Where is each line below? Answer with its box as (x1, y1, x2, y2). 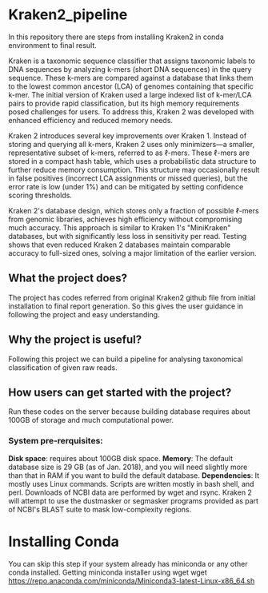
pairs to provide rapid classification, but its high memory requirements (8, 98, 240, 108)
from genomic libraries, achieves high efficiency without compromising (8, 214, 242, 224)
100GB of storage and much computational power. (8, 416, 174, 425)
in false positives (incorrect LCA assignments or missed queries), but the (8, 173, 248, 183)
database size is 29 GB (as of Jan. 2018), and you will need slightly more (8, 462, 248, 472)
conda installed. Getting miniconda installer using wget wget (8, 567, 207, 577)
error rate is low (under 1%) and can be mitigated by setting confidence (8, 181, 244, 191)
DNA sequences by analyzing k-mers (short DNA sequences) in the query (8, 64, 252, 74)
